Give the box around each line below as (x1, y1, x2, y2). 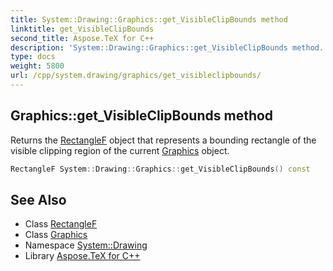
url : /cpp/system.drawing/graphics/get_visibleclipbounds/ (10, 71, 262, 81)
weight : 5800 (10, 61, 65, 71)
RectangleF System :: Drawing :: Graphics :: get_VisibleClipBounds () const (10, 164, 311, 174)
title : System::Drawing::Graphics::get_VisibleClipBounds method (10, 14, 288, 25)
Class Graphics (24, 229, 88, 241)
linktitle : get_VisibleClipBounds (10, 24, 155, 34)
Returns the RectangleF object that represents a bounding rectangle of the (10, 134, 317, 146)
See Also (10, 191, 67, 208)
